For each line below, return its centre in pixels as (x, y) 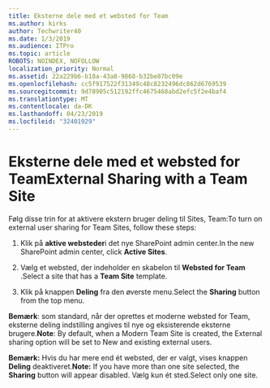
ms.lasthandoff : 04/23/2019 (56, 114)
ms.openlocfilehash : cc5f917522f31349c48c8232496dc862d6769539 (118, 84)
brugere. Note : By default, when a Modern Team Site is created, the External (135, 333)
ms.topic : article (39, 54)
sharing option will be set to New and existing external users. (110, 342)
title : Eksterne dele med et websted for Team (88, 16)
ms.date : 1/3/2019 (39, 39)
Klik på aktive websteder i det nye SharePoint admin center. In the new (137, 243)
